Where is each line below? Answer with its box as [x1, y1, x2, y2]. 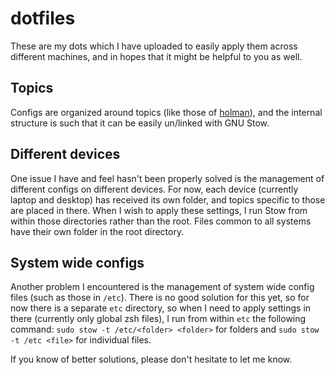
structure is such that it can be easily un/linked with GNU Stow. [10, 117, 270, 129]
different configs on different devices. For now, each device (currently [10, 183, 299, 195]
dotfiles [10, 7, 76, 30]
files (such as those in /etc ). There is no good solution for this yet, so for [10, 292, 310, 304]
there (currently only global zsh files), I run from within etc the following [10, 313, 307, 325]
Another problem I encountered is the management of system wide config [10, 281, 315, 293]
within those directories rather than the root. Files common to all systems [10, 215, 312, 227]
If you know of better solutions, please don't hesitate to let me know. [10, 353, 293, 366]
